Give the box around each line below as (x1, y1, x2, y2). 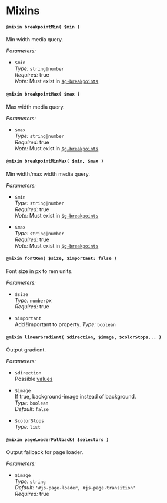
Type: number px (14, 297, 52, 304)
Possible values (14, 376, 53, 383)
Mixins (6, 4, 40, 18)
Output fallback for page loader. (6, 449, 83, 456)
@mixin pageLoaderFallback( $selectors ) (6, 436, 109, 443)
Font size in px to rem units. (6, 268, 73, 275)
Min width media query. (6, 36, 64, 43)
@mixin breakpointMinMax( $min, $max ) (6, 158, 104, 165)
